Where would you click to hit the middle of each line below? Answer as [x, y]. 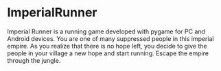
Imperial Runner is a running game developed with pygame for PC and [106, 31]
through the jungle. [34, 60]
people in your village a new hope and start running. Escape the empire [108, 53]
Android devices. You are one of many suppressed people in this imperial [110, 38]
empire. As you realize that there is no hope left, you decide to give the [107, 46]
